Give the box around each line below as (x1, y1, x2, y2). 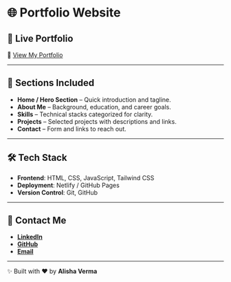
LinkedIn (16, 232, 43, 241)
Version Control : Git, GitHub (16, 188, 98, 197)
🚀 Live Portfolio (7, 32, 74, 44)
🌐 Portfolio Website (7, 5, 122, 21)
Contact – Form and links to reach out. (16, 124, 127, 133)
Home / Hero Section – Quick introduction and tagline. (16, 95, 172, 104)
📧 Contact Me (7, 215, 67, 226)
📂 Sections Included (7, 77, 95, 89)
